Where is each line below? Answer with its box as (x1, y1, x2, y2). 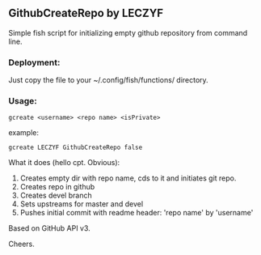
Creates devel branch (19, 190, 92, 201)
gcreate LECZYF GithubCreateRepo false (8, 143, 143, 152)
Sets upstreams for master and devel (19, 199, 144, 209)
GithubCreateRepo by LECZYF (8, 6, 164, 20)
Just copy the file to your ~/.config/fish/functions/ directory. (8, 75, 208, 85)
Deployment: (8, 57, 61, 68)
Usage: (8, 96, 38, 107)
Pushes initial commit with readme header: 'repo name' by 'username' (19, 208, 254, 218)
